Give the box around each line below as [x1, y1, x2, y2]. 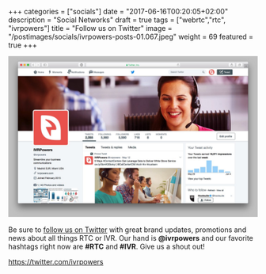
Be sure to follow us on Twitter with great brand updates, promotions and [8, 225, 247, 234]
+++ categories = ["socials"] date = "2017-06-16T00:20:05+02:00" [8, 7, 228, 16]
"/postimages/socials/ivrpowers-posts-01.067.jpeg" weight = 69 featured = [8, 32, 254, 41]
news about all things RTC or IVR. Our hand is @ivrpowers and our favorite [8, 233, 253, 242]
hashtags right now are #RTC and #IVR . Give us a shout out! [8, 242, 206, 251]
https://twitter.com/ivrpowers [8, 257, 104, 266]
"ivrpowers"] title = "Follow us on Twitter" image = [8, 24, 173, 32]
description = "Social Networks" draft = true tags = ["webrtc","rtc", [8, 15, 226, 25]
